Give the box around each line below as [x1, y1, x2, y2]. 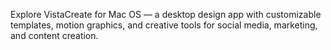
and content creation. [10, 30, 99, 41]
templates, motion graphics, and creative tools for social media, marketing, [10, 19, 318, 31]
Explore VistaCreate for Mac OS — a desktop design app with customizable [10, 9, 322, 20]
